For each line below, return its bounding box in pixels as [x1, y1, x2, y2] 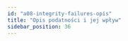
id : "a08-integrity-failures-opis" [7, 10, 112, 17]
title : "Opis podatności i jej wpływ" [7, 17, 122, 24]
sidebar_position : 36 [7, 23, 71, 30]
